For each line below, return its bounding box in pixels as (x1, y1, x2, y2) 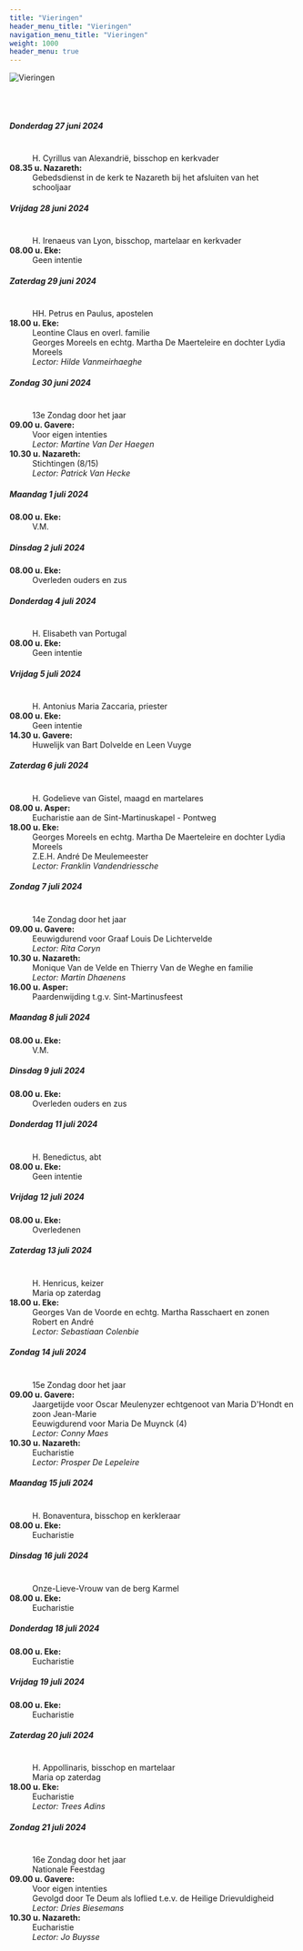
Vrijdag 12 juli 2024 (9, 1192, 85, 1202)
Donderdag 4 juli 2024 (9, 595, 97, 606)
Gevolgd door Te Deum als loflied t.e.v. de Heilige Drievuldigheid (32, 1893, 275, 1904)
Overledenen (32, 1224, 81, 1235)
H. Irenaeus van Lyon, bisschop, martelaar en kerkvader (32, 236, 242, 246)
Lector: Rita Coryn (32, 942, 101, 953)
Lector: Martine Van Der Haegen (32, 438, 155, 449)
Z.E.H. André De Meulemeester (32, 850, 148, 861)
